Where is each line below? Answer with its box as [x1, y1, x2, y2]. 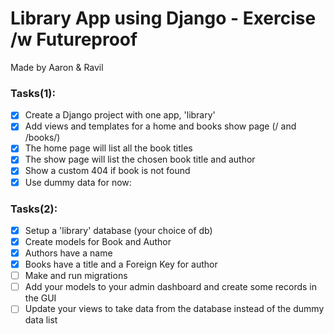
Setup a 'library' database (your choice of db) [24, 224, 213, 236]
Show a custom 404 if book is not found [24, 165, 191, 177]
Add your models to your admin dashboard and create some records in [24, 281, 317, 293]
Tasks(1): [10, 86, 56, 100]
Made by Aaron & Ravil [10, 61, 104, 73]
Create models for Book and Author [24, 235, 172, 247]
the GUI [24, 292, 57, 304]
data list [24, 314, 58, 326]
